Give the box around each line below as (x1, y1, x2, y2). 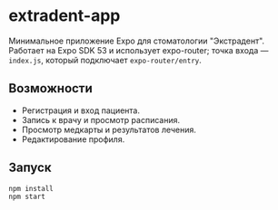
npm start (8, 192, 46, 201)
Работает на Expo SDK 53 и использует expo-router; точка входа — (8, 44, 269, 55)
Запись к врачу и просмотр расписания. (21, 114, 181, 125)
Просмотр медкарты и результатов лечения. (21, 124, 197, 135)
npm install (8, 184, 54, 193)
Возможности (8, 81, 93, 96)
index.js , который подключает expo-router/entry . (8, 54, 202, 65)
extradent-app (8, 5, 121, 26)
